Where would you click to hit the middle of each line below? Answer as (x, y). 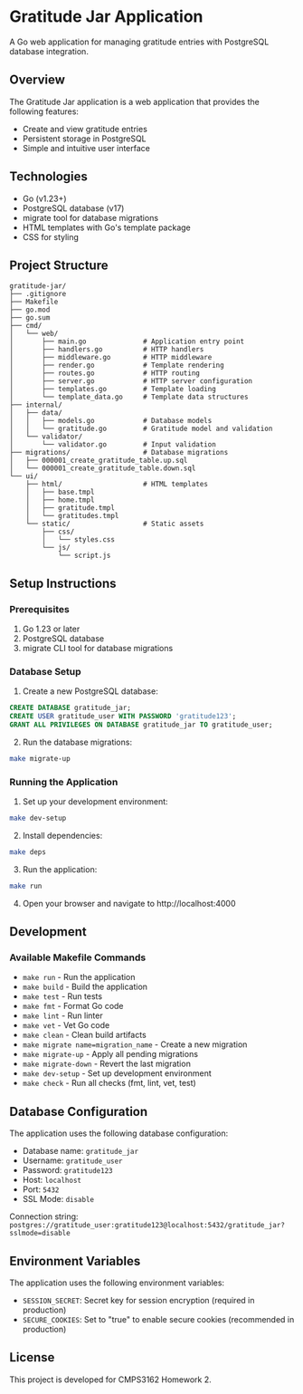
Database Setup (45, 671)
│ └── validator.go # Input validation (113, 445)
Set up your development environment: (95, 802)
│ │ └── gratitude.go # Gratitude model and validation (141, 429)
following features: (44, 111)
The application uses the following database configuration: (119, 1133)
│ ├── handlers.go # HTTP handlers (107, 350)
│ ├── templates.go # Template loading (113, 389)
